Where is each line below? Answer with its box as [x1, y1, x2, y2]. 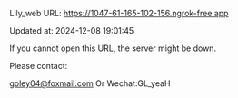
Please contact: [9, 61, 68, 71]
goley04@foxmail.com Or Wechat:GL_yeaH [9, 78, 171, 89]
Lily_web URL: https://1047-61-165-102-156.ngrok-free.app [9, 8, 229, 18]
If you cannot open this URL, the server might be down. [9, 43, 216, 54]
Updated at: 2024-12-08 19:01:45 [9, 25, 134, 35]
